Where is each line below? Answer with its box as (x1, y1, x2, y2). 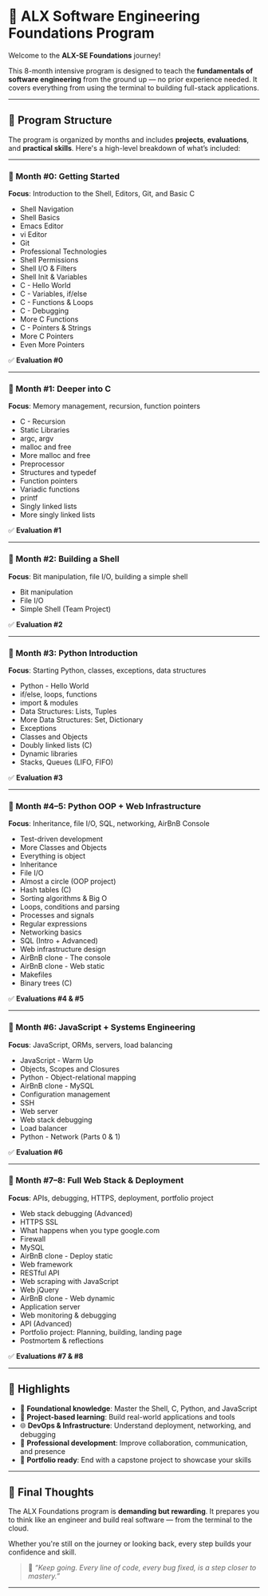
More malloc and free (19, 451, 91, 460)
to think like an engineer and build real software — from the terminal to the (8, 1515, 253, 1525)
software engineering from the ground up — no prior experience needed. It (8, 74, 258, 84)
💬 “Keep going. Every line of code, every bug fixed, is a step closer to (27, 1563, 257, 1573)
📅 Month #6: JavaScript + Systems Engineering (8, 1021, 195, 1033)
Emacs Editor (19, 221, 64, 231)
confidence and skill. (8, 1547, 77, 1557)
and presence (19, 1446, 66, 1456)
